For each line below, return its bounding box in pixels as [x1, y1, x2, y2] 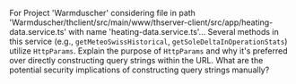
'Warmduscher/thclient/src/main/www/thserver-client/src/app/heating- [9, 17, 274, 28]
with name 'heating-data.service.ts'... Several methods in [68, 27, 280, 37]
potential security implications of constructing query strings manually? [9, 64, 270, 75]
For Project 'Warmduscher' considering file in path [9, 8, 196, 18]
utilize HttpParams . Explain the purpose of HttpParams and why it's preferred [9, 46, 288, 56]
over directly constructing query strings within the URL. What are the [9, 55, 264, 65]
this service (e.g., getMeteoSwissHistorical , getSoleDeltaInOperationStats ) [9, 36, 288, 46]
